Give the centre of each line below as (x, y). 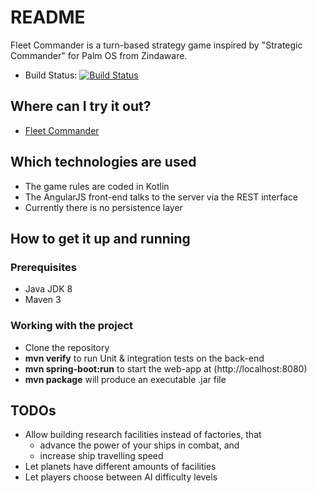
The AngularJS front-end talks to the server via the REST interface (161, 197)
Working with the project (72, 326)
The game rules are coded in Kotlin (97, 186)
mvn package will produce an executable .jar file (125, 379)
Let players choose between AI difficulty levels (121, 477)
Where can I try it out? (81, 106)
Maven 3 (43, 300)
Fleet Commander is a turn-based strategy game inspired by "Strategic (156, 45)
